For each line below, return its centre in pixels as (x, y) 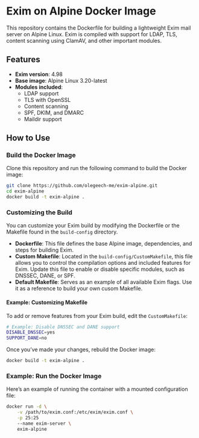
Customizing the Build (39, 212)
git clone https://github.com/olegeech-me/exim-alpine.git (82, 186)
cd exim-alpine (25, 191)
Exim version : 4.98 (39, 74)
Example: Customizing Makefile (47, 302)
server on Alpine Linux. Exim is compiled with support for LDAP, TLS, (92, 34)
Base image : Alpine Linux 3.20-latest (61, 80)
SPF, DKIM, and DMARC (54, 112)
